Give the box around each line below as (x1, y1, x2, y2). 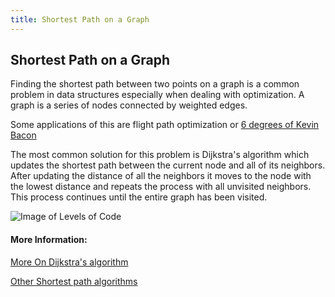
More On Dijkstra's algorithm (10, 256, 129, 268)
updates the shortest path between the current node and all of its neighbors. (10, 159, 326, 171)
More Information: (10, 234, 88, 246)
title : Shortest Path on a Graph (10, 14, 150, 25)
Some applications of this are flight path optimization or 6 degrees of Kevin (10, 119, 320, 131)
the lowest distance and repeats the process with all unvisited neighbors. (10, 181, 312, 193)
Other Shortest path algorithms (10, 275, 138, 287)
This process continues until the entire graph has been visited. (10, 191, 268, 203)
